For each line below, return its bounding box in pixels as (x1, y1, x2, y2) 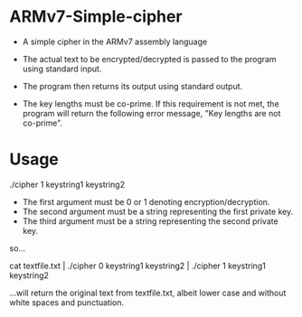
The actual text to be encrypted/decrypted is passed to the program (22, 53, 278, 64)
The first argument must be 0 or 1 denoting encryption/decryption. (22, 196, 270, 207)
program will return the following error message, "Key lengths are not (22, 107, 281, 118)
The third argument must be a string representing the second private (22, 215, 278, 227)
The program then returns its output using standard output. (22, 80, 243, 91)
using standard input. (22, 63, 102, 74)
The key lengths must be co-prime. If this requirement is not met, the (22, 98, 279, 109)
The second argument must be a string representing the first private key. (22, 206, 294, 217)
